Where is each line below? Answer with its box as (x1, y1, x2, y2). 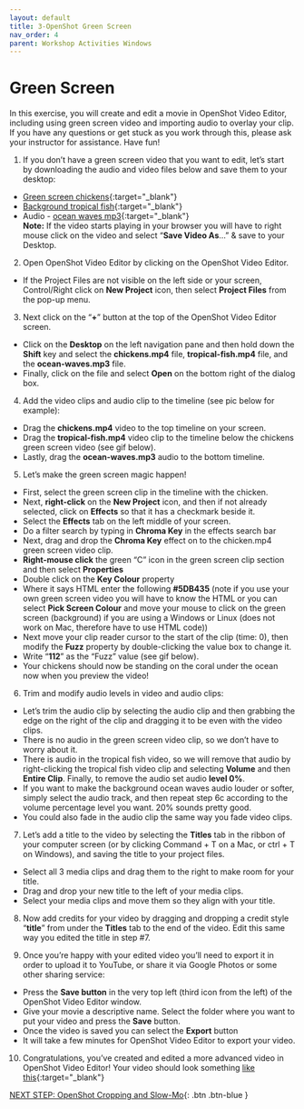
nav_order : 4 (9, 30, 59, 39)
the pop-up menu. (22, 295, 91, 305)
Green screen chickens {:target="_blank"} (22, 192, 178, 203)
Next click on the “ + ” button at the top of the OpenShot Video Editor (22, 312, 277, 323)
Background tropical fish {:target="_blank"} (22, 201, 183, 212)
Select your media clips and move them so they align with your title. (22, 895, 276, 906)
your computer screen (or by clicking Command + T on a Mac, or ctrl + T (22, 839, 295, 850)
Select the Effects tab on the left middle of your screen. (22, 515, 231, 527)
